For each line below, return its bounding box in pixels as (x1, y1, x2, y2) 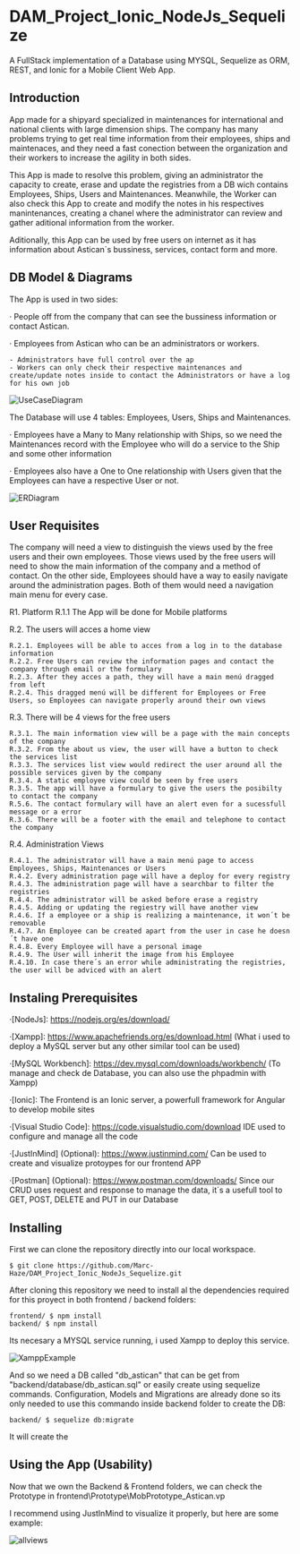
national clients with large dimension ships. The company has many (9, 124, 259, 134)
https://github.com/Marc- (56, 1261, 154, 1270)
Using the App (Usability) (9, 1457, 153, 1473)
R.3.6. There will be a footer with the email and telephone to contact (9, 815, 287, 824)
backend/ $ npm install (9, 1319, 99, 1328)
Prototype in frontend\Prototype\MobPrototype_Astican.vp (9, 1490, 226, 1501)
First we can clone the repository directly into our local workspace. (9, 1244, 256, 1254)
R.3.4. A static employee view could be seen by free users (9, 776, 239, 785)
